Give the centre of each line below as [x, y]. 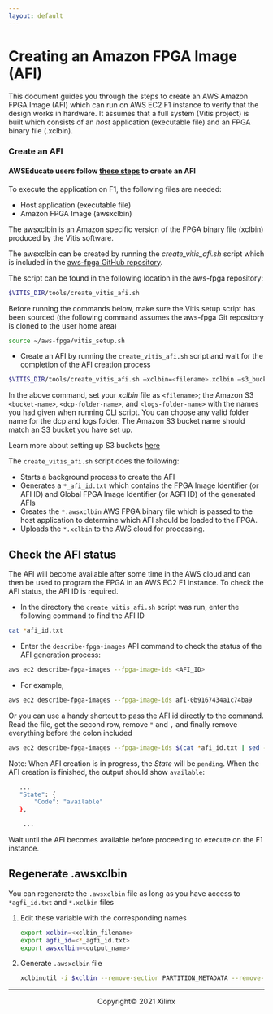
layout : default [36, 16]
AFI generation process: [61, 655]
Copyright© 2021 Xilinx [136, 1002]
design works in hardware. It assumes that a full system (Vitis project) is [129, 113]
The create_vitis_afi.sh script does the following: [94, 461]
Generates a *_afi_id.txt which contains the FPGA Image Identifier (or [139, 485]
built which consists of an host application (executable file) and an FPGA [130, 122]
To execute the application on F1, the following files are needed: [115, 189]
